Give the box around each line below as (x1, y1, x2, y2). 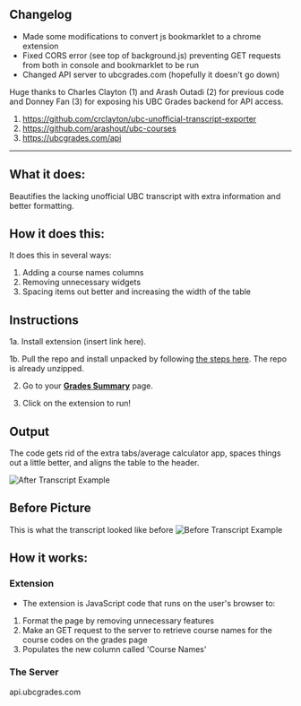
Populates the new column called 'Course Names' (21, 643, 207, 654)
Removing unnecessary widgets (21, 277, 142, 288)
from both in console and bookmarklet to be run (21, 59, 200, 70)
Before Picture (9, 501, 91, 516)
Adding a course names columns (21, 267, 144, 278)
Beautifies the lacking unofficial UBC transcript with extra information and (9, 190, 281, 201)
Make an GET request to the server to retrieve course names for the (21, 624, 273, 635)
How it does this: (9, 226, 106, 241)
